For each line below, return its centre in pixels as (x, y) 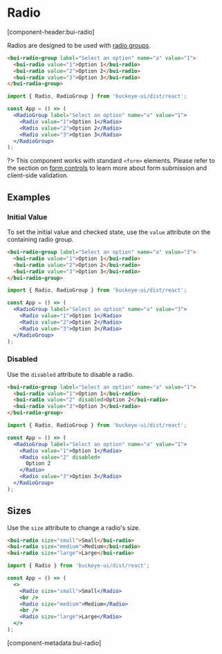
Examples (29, 197)
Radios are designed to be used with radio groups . (79, 45)
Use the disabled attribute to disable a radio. (71, 374)
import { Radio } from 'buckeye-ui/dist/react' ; (78, 566)
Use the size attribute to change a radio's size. (74, 527)
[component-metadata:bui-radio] (54, 643)
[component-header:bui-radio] (51, 32)
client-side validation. (38, 175)
